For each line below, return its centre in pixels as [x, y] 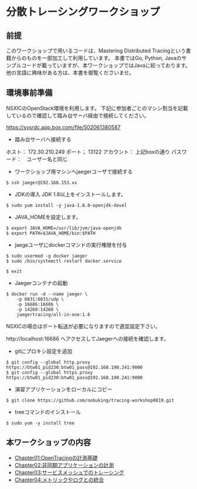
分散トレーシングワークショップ [83, 12]
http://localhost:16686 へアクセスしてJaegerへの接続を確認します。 [87, 338]
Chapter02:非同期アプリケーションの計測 [64, 465]
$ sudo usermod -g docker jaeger [47, 256]
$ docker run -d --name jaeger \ [47, 294]
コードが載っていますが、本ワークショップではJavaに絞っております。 [106, 65]
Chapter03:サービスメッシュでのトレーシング [69, 472]
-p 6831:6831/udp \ [40, 299]
